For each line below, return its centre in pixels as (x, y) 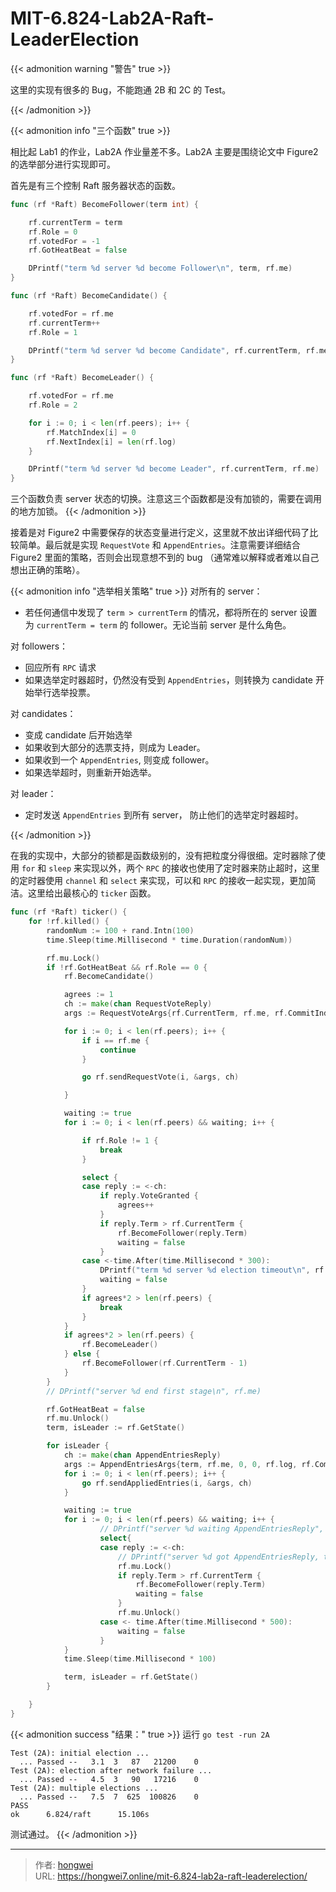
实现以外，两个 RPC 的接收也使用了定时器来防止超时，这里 (201, 868)
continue (118, 1050)
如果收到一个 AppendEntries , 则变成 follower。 (119, 760)
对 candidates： (43, 714)
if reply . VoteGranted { (149, 1196)
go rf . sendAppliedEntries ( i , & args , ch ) (167, 1483)
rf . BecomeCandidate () (109, 977)
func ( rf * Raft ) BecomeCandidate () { (89, 296)
